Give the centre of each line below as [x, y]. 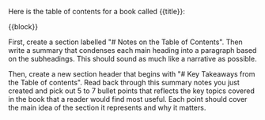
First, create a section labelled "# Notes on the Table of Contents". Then [125, 42]
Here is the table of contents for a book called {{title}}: [97, 11]
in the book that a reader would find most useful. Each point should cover [128, 99]
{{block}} [23, 26]
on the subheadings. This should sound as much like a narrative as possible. [132, 59]
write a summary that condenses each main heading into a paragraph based [132, 50]
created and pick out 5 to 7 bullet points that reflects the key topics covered [132, 91]
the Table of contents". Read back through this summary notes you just [124, 82]
